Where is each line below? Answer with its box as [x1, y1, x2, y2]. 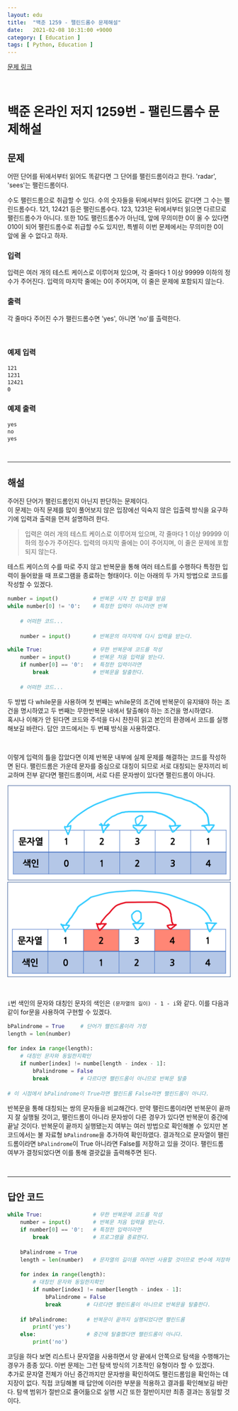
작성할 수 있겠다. [7, 580, 53, 589]
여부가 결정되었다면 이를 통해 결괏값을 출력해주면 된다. [7, 1148, 157, 1156]
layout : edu [7, 11, 42, 18]
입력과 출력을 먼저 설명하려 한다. [20, 515, 110, 523]
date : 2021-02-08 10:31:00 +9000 [7, 26, 113, 33]
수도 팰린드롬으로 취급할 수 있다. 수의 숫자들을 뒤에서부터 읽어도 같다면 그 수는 [7, 196, 223, 205]
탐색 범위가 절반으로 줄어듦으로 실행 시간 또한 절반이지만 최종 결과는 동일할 [16, 1388, 223, 1396]
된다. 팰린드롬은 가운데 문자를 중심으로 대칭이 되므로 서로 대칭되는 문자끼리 [14, 762, 221, 770]
